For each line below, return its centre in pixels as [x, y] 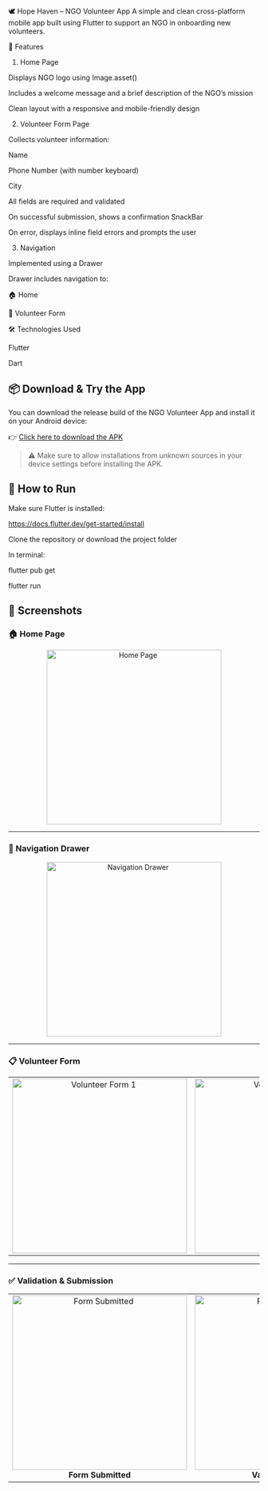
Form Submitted [100, 1475]
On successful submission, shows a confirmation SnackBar [106, 217]
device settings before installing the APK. [95, 464]
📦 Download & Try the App [77, 389]
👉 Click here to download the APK [66, 437]
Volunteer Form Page [55, 124]
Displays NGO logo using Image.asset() [73, 77]
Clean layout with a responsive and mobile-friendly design [104, 109]
